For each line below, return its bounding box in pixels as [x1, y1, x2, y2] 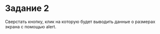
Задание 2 [5, 3, 49, 14]
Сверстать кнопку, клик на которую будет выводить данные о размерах [5, 19, 156, 24]
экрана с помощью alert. [5, 23, 57, 29]
